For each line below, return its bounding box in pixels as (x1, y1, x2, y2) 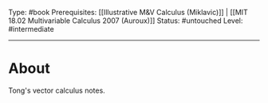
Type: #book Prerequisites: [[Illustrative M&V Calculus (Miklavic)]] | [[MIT (8, 8, 249, 17)
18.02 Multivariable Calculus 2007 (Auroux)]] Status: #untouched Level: (8, 16, 243, 25)
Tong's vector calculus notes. (8, 86, 105, 95)
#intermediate (8, 25, 54, 33)
